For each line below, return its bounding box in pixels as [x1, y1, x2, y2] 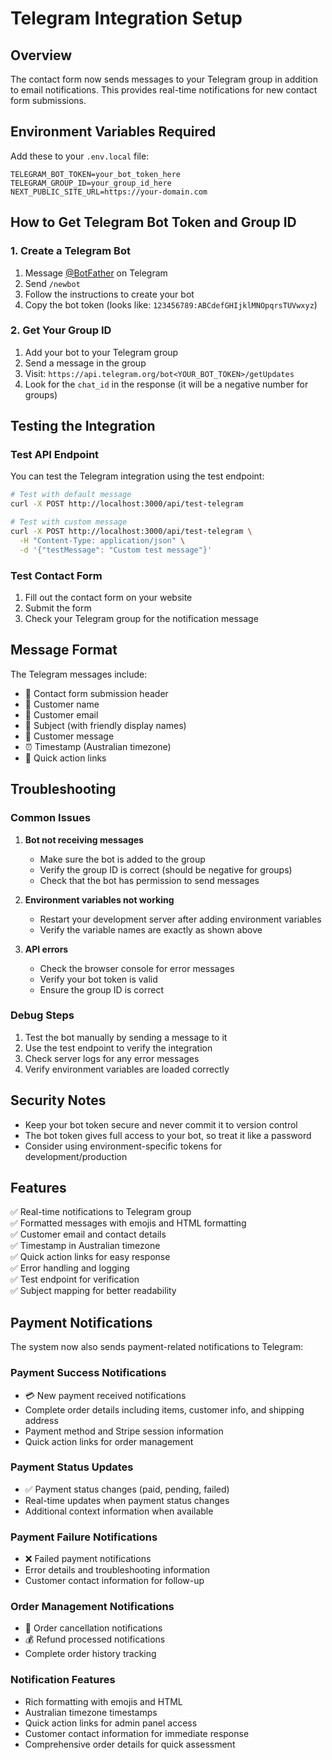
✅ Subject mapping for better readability [10, 1285, 177, 1297]
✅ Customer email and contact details [10, 1228, 167, 1241]
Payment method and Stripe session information [24, 1425, 224, 1437]
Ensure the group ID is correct [39, 983, 165, 996]
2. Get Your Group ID [10, 323, 112, 337]
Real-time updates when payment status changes [24, 1494, 230, 1506]
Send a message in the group [24, 357, 147, 369]
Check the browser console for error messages [39, 962, 235, 974]
